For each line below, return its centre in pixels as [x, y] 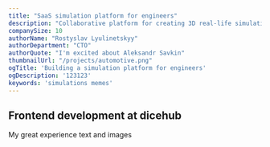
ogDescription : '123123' [50, 76]
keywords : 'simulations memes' [61, 83]
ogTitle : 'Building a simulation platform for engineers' [107, 68]
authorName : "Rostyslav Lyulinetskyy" [73, 38]
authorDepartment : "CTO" [50, 46]
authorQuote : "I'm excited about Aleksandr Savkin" [96, 53]
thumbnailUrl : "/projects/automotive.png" [80, 61]
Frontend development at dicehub [95, 115]
